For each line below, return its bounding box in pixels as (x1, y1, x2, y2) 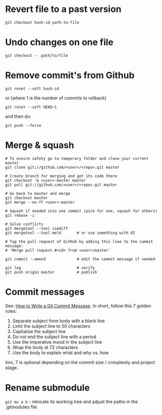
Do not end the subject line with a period (12, 334, 96, 340)
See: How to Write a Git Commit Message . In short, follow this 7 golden (5, 303, 151, 309)
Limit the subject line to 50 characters (12, 323, 91, 329)
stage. (5, 365, 18, 371)
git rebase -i (5, 213, 35, 218)
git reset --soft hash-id (5, 86, 59, 91)
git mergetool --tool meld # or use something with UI (5, 230, 135, 235)
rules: (5, 308, 17, 314)
